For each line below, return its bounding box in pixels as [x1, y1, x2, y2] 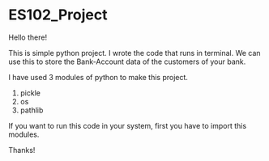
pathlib [19, 105, 44, 115]
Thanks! [8, 145, 36, 155]
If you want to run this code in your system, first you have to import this [8, 121, 247, 130]
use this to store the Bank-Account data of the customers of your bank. [8, 57, 246, 66]
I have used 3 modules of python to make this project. [8, 72, 189, 82]
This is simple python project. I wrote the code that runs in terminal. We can [8, 48, 261, 57]
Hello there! [8, 32, 47, 42]
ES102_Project [8, 6, 108, 24]
